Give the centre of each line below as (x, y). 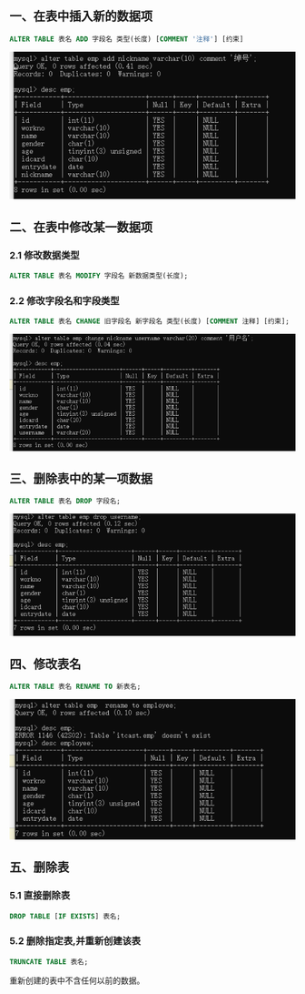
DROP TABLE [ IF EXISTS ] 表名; (65, 916)
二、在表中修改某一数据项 (81, 227)
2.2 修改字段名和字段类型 (64, 300)
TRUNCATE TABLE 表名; (49, 962)
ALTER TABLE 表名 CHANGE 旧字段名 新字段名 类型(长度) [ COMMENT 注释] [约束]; (150, 321)
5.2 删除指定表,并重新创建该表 (75, 941)
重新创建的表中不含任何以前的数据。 (77, 980)
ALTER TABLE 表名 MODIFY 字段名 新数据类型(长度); (99, 276)
